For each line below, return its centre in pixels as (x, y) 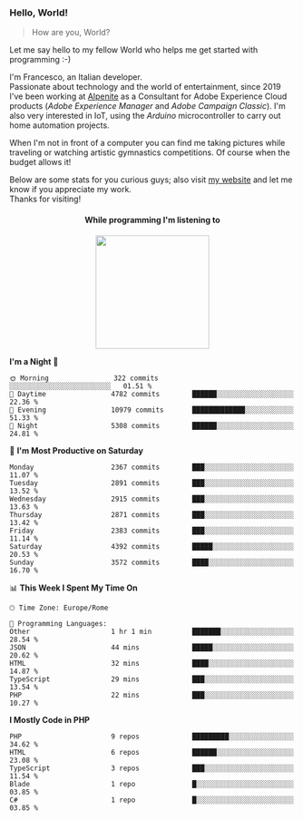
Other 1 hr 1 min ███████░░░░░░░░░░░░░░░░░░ (152, 631)
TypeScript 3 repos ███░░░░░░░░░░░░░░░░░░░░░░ (152, 768)
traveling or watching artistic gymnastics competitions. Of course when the (150, 152)
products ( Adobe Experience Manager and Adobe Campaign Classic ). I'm (147, 106)
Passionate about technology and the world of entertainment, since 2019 (145, 87)
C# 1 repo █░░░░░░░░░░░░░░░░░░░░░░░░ (152, 800)
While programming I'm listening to (152, 220)
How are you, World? (71, 33)
